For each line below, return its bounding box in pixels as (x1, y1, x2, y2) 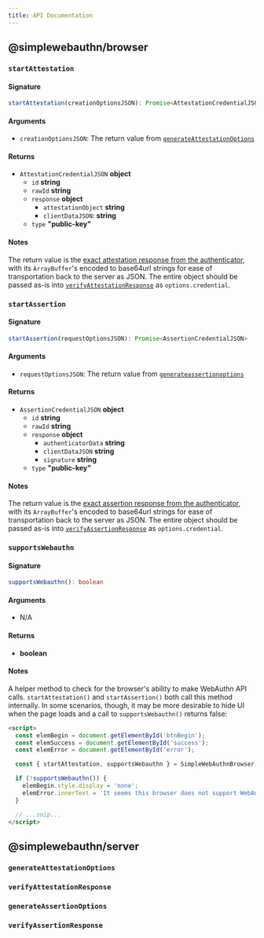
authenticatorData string (42, 438, 126, 448)
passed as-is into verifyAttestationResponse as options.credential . (8, 280, 230, 290)
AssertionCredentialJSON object (19, 404, 124, 414)
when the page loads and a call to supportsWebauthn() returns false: (8, 709, 228, 718)
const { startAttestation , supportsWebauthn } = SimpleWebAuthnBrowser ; (15, 760, 258, 768)
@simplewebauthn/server (8, 840, 140, 853)
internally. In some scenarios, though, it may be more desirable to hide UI (8, 700, 245, 710)
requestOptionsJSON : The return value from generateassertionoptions (19, 369, 244, 379)
